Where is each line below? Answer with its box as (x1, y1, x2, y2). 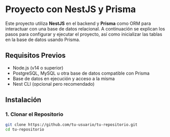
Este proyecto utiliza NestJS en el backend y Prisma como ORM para (5, 20, 151, 26)
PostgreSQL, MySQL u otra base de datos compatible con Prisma (12, 70, 150, 76)
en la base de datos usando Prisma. (5, 37, 80, 43)
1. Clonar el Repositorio (5, 111, 64, 118)
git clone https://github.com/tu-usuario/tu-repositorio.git (5, 122, 138, 127)
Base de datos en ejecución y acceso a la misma (12, 75, 115, 82)
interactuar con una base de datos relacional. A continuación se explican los (5, 25, 165, 31)
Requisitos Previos (5, 51, 66, 60)
